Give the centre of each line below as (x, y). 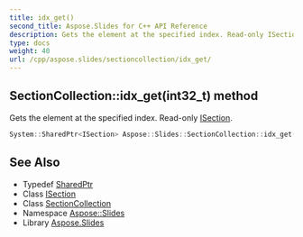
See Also (35, 163)
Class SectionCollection (66, 203)
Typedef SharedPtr (58, 184)
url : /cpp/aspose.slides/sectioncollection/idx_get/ (110, 59)
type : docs (30, 43)
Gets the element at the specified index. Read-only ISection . (121, 117)
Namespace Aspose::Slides (73, 213)
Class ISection (49, 194)
